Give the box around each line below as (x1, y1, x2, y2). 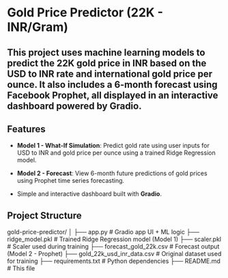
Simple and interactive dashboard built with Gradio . (16, 190, 162, 198)
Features (7, 123, 46, 135)
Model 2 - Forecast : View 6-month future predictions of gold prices (16, 169, 208, 177)
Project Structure (7, 210, 82, 221)
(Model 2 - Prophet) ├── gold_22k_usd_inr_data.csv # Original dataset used (7, 250, 222, 258)
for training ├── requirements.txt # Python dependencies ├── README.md (7, 257, 220, 265)
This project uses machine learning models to (7, 47, 205, 58)
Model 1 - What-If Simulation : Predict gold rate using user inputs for (16, 142, 210, 150)
